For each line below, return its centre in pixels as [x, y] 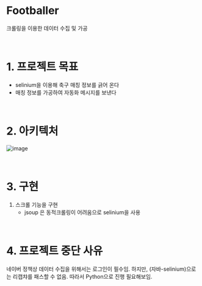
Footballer [33, 11]
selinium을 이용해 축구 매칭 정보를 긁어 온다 [67, 85]
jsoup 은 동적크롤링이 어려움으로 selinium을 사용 [82, 212]
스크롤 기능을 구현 [36, 204]
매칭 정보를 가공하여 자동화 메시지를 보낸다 [66, 92]
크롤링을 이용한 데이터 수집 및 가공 [47, 28]
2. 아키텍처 [32, 131]
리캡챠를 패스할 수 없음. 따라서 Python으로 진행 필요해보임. [82, 276]
